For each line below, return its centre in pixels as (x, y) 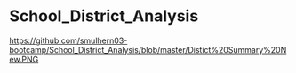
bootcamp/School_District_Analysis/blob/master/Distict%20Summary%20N (148, 49)
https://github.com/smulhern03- (68, 40)
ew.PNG (24, 59)
